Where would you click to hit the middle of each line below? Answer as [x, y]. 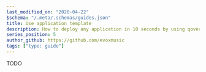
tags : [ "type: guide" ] [35, 46]
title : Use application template [49, 23]
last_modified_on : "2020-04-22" [48, 12]
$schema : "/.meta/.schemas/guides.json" [59, 18]
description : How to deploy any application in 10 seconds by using [96, 29]
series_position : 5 [31, 35]
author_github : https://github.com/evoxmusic [65, 40]
